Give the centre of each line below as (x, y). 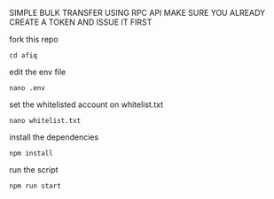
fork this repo (34, 39)
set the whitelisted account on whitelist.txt (86, 104)
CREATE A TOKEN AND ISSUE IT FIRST (81, 22)
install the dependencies (54, 137)
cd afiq (23, 56)
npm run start (35, 186)
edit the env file (38, 72)
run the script (34, 170)
